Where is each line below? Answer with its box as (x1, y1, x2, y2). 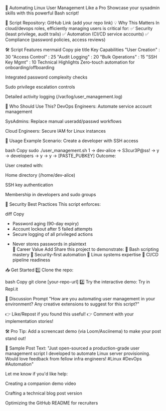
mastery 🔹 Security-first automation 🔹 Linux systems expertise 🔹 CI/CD (12, 252, 159, 257)
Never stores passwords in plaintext (12, 241, 86, 247)
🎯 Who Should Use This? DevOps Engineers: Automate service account (5, 103, 152, 109)
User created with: (5, 163, 43, 168)
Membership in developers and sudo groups (5, 192, 96, 197)
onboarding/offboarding (5, 65, 55, 70)
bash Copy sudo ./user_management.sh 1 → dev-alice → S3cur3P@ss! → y (5, 148, 160, 153)
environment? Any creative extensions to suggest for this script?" (5, 301, 140, 307)
